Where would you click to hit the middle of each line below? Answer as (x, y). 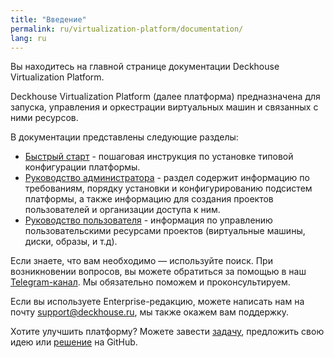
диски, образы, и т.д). (71, 242)
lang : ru (28, 38)
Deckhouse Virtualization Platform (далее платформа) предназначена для (165, 97)
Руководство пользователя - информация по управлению (148, 220)
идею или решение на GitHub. (74, 342)
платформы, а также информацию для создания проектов (149, 199)
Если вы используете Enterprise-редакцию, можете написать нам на (157, 302)
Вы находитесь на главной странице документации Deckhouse (145, 67)
